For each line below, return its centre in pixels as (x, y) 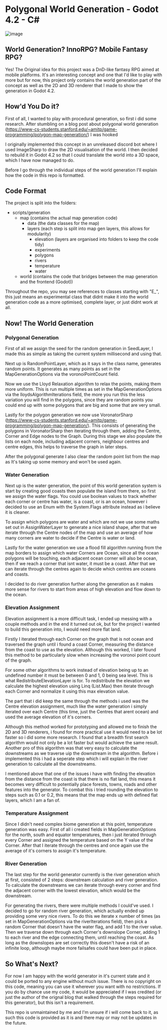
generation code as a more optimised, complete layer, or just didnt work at (82, 302)
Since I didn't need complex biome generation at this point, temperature (79, 824)
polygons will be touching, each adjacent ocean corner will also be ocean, (81, 558)
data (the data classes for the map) (63, 223)
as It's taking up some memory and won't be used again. (64, 462)
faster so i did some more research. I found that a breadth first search (77, 737)
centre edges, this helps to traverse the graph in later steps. (67, 447)
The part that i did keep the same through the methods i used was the (77, 701)
